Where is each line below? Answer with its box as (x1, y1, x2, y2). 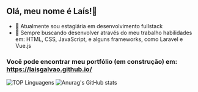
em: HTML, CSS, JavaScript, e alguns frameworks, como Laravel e (15, 35, 183, 43)
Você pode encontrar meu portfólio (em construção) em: (6, 57, 178, 66)
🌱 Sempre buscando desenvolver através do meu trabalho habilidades (15, 29, 193, 36)
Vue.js (15, 42, 32, 49)
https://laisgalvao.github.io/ (6, 65, 92, 74)
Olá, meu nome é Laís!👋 (6, 6, 98, 17)
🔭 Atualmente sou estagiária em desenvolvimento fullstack (15, 22, 163, 29)
